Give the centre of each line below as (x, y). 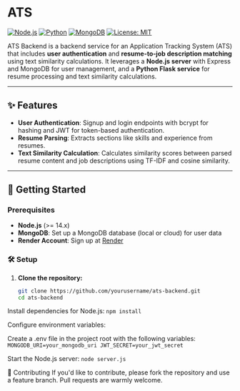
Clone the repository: (50, 278)
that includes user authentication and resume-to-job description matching (120, 54)
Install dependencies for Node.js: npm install (74, 311)
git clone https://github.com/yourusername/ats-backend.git (109, 291)
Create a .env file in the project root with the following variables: (102, 339)
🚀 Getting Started (47, 190)
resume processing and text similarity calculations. (82, 76)
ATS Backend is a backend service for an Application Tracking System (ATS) (120, 46)
